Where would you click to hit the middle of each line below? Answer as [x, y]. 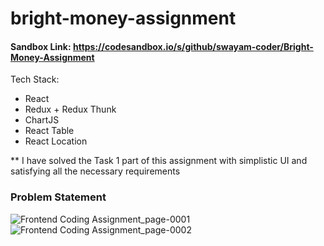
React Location [56, 141]
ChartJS [42, 120]
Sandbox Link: [41, 46]
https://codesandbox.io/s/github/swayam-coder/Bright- [193, 46]
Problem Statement [58, 197]
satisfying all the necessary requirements [95, 171]
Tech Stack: [35, 79]
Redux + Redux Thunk [70, 109]
